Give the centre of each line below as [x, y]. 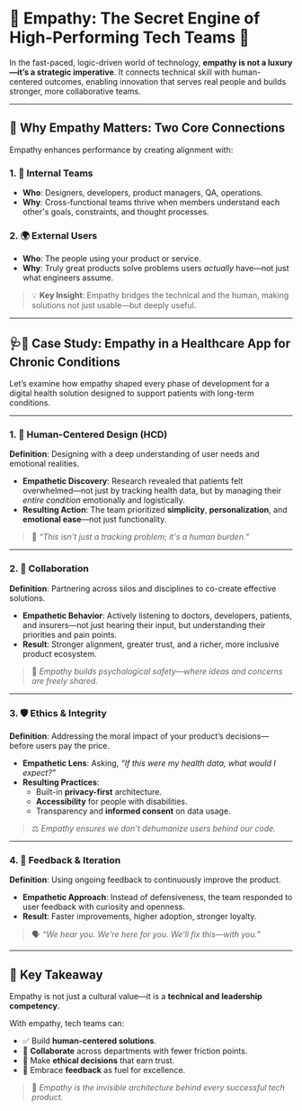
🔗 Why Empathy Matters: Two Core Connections [147, 128]
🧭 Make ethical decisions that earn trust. [98, 1061]
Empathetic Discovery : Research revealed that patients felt [133, 481]
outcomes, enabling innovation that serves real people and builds [165, 81]
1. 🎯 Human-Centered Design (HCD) [89, 434]
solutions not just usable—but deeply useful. [114, 305]
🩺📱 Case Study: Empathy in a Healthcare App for [150, 343]
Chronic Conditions [65, 362]
